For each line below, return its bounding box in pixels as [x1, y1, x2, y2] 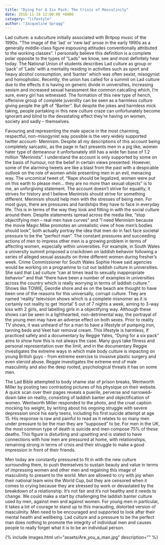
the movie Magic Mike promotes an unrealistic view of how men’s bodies [5, 223, 153, 229]
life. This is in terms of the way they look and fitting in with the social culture [5, 207, 160, 213]
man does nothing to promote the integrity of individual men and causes [5, 519, 152, 526]
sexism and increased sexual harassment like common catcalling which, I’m [5, 87, 159, 93]
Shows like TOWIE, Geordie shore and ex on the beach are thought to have [5, 285, 157, 291]
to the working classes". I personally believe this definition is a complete [5, 50, 152, 56]
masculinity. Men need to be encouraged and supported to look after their [5, 509, 155, 515]
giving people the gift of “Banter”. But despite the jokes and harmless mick [5, 103, 156, 109]
